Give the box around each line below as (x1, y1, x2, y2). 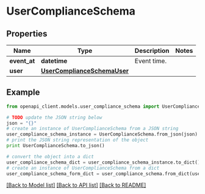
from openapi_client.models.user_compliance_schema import (6, 103, 160, 109)
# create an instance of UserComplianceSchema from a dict (6, 165, 160, 171)
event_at (9, 57, 35, 65)
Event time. (134, 57, 167, 65)
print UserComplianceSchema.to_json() (6, 143, 105, 149)
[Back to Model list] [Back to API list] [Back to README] (6, 181, 146, 189)
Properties (6, 29, 48, 39)
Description (134, 47, 170, 55)
